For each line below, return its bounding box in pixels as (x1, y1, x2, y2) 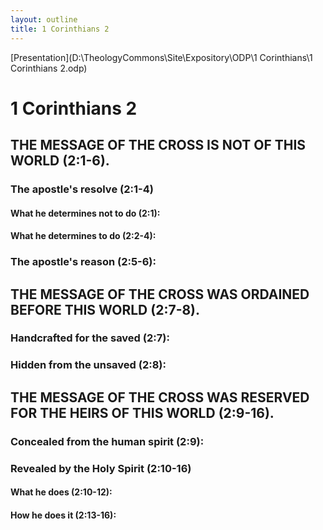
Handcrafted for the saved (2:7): (10, 331, 170, 345)
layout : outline (10, 14, 78, 25)
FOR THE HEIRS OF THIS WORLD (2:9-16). (10, 404, 275, 421)
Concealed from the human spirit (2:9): (10, 434, 205, 448)
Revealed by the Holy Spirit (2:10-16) (10, 461, 192, 475)
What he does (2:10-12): (10, 486, 113, 498)
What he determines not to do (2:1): (10, 207, 161, 219)
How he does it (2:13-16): (10, 509, 117, 521)
